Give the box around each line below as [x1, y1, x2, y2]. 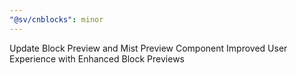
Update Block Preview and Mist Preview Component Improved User [9, 42, 288, 54]
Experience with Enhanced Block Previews [9, 52, 185, 65]
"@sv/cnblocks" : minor [9, 14, 104, 25]
